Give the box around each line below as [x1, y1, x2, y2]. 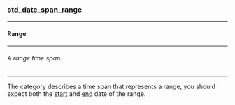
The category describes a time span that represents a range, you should [7, 82, 215, 90]
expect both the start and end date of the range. [7, 89, 146, 98]
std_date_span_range [7, 5, 83, 15]
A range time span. [7, 54, 63, 63]
